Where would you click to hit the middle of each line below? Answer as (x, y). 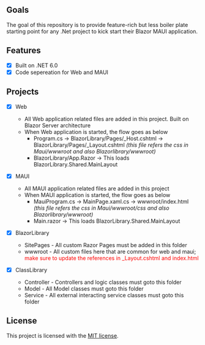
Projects (23, 92)
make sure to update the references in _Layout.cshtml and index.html (111, 258)
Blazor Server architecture (57, 125)
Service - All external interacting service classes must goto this (104, 295)
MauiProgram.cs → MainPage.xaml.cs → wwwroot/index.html (111, 201)
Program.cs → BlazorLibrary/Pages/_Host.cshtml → (98, 138)
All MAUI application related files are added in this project (97, 188)
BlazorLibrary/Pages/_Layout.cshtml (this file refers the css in (111, 145)
